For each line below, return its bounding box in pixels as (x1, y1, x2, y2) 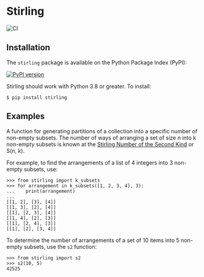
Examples (6, 111, 45, 122)
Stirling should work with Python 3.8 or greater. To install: (6, 82, 152, 90)
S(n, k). (6, 147, 25, 154)
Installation (6, 42, 50, 53)
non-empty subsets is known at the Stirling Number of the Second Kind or (6, 140, 194, 148)
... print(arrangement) (6, 188, 76, 194)
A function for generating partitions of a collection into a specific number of (6, 127, 198, 135)
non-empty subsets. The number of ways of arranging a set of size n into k (6, 134, 197, 141)
